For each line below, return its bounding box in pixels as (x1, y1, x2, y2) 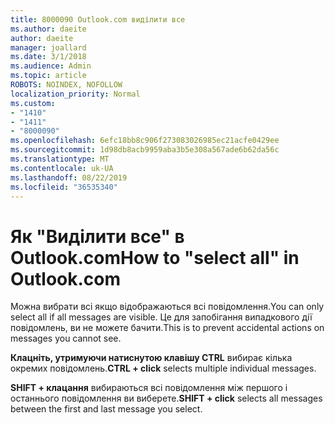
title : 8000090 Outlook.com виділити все (10, 14, 186, 25)
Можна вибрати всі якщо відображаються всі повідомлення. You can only (10, 301, 325, 313)
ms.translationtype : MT (10, 154, 110, 164)
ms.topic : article (10, 71, 87, 81)
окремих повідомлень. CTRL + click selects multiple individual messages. (10, 362, 317, 375)
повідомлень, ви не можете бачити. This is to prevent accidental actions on (10, 322, 325, 334)
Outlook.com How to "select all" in (10, 246, 300, 269)
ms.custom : (10, 98, 56, 108)
